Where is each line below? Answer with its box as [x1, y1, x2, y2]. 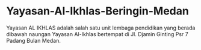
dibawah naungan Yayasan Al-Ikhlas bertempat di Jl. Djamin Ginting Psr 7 [6, 30, 188, 37]
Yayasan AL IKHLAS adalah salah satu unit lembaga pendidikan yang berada [6, 24, 196, 31]
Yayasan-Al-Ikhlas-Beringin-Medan [6, 4, 190, 18]
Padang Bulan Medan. [6, 37, 61, 44]
